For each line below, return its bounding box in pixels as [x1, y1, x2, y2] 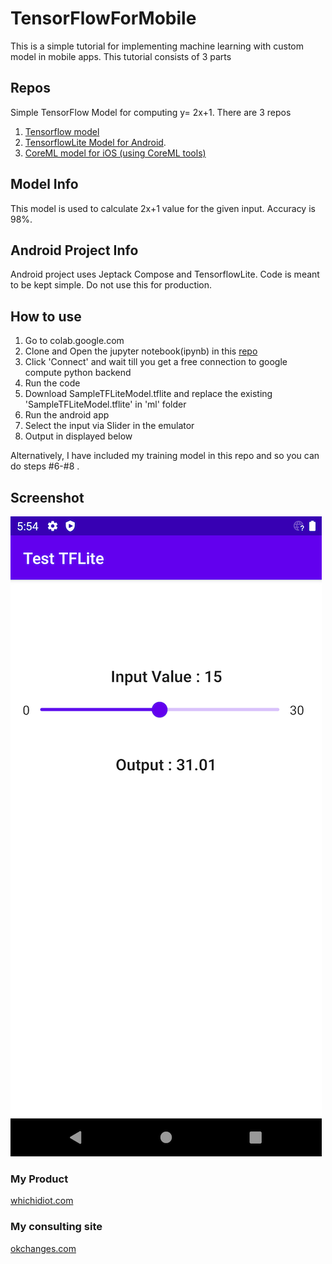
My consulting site [10, 1220, 103, 1234]
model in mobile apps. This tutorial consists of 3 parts [10, 50, 232, 62]
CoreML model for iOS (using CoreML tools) [24, 147, 207, 159]
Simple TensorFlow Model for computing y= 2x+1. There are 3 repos [10, 106, 292, 118]
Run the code [24, 377, 81, 389]
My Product [10, 1172, 69, 1186]
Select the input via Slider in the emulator [24, 420, 195, 432]
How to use [10, 308, 82, 325]
